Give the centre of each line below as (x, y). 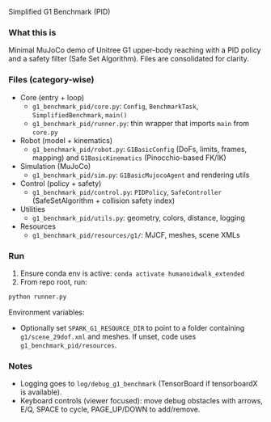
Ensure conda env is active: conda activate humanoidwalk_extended (132, 273)
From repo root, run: (53, 281)
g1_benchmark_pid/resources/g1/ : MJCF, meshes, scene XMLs (136, 234)
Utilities (33, 209)
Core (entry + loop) (52, 97)
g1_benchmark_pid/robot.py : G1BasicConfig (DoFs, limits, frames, (140, 149)
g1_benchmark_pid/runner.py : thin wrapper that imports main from (140, 123)
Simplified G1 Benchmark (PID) (59, 12)
